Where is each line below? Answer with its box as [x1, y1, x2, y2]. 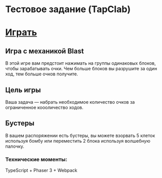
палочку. [5, 143, 24, 149]
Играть [5, 27, 37, 38]
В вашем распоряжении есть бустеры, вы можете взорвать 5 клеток [5, 132, 155, 139]
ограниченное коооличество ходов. [5, 105, 84, 110]
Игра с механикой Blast [5, 47, 84, 55]
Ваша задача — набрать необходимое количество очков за [5, 99, 135, 105]
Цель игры [5, 85, 41, 94]
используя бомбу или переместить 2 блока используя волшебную [5, 138, 151, 144]
